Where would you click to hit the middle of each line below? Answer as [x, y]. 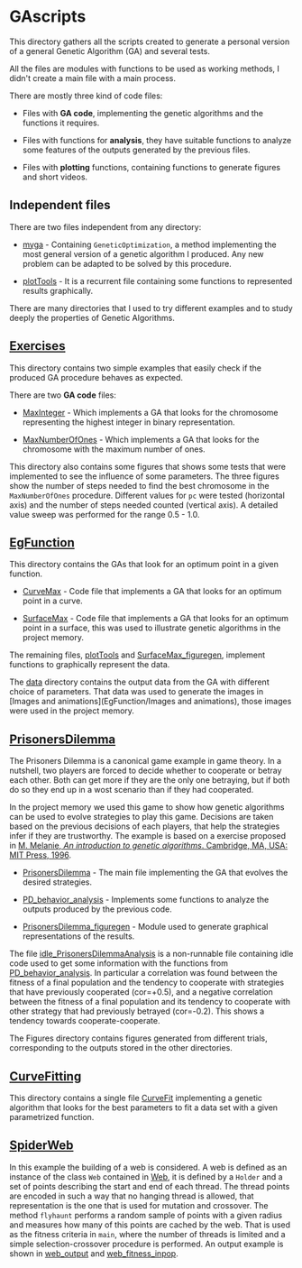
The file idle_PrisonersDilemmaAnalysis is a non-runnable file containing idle [151, 954]
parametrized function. [52, 1117]
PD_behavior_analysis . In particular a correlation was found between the [143, 973]
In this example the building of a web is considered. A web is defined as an [148, 1167]
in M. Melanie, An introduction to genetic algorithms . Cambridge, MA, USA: [149, 846]
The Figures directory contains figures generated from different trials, [138, 1038]
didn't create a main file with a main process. [92, 78]
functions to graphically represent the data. [90, 665]
